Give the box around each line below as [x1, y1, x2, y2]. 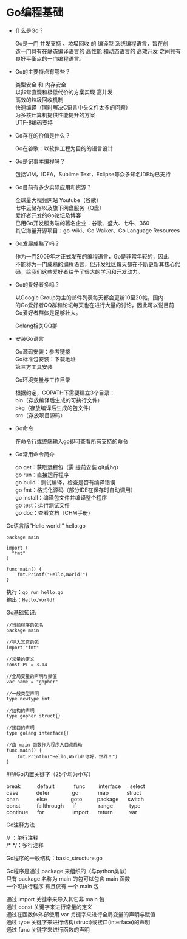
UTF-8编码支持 [15, 119, 53, 126]
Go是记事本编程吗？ [15, 158, 66, 165]
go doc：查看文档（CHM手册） [15, 509, 93, 516]
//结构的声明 [6, 707, 35, 714]
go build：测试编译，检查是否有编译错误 [15, 478, 115, 486]
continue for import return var [6, 808, 138, 815]
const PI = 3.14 [6, 661, 47, 668]
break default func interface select [6, 783, 146, 790]
